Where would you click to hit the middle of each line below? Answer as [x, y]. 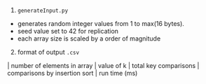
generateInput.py [43, 10]
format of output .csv [48, 52]
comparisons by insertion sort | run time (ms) [73, 73]
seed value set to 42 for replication [68, 31]
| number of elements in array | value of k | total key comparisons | [103, 65]
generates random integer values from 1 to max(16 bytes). [101, 23]
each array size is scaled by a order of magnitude [89, 38]
